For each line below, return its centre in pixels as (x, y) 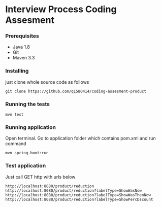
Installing (17, 71)
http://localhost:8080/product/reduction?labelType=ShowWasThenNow (78, 195)
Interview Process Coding (61, 9)
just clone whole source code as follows (47, 82)
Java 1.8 (21, 47)
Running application (31, 127)
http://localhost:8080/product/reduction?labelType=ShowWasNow (74, 191)
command (16, 144)
